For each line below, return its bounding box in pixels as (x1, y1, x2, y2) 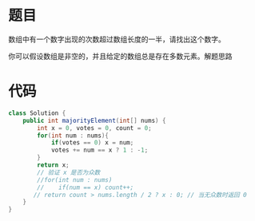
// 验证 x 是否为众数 (37, 168, 101, 176)
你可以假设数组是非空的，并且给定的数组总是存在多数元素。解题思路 (8, 51, 233, 61)
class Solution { (8, 109, 66, 117)
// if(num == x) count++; (37, 184, 134, 191)
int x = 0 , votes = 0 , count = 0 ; (37, 124, 152, 132)
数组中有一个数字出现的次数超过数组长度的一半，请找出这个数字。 (8, 34, 225, 44)
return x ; (37, 161, 70, 169)
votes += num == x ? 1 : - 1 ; (50, 146, 149, 155)
